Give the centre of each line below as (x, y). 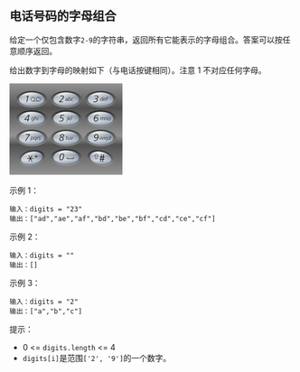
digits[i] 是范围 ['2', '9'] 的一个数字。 (97, 358)
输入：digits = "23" (46, 209)
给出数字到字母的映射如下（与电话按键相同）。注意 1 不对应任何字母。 (138, 70)
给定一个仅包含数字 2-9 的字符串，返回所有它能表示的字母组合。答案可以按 (146, 40)
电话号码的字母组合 (63, 16)
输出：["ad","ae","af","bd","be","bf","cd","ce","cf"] (112, 219)
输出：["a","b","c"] (46, 311)
